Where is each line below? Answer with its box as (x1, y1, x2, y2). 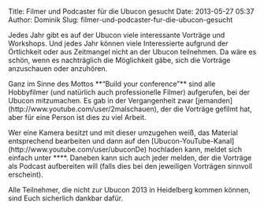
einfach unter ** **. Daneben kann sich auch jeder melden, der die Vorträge (8, 153, 252, 162)
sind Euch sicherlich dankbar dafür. (8, 193, 124, 203)
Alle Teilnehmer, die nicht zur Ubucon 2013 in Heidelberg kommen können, (8, 185, 251, 194)
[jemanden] (195, 96, 233, 105)
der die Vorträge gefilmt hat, (160, 104, 252, 114)
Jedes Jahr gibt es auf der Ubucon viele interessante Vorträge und (8, 31, 225, 39)
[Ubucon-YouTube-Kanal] (151, 136, 235, 145)
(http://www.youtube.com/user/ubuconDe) (8, 145, 147, 154)
